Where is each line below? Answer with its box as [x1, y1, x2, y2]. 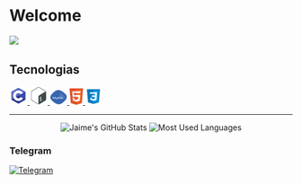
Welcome [9, 5, 82, 26]
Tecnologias [9, 62, 80, 77]
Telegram [9, 145, 52, 157]
